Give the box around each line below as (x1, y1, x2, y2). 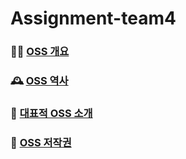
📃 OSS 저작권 (10, 135, 72, 149)
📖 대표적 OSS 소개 (10, 106, 93, 120)
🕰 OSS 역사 (10, 74, 69, 88)
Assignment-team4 (10, 7, 177, 30)
